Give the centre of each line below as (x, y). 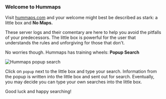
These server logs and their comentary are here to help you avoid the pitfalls (83, 33)
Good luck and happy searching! (38, 92)
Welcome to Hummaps (33, 7)
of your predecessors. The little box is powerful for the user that (71, 37)
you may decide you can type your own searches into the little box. (74, 82)
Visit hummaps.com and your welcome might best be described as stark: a (82, 18)
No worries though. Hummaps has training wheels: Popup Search (72, 52)
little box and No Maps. (29, 23)
